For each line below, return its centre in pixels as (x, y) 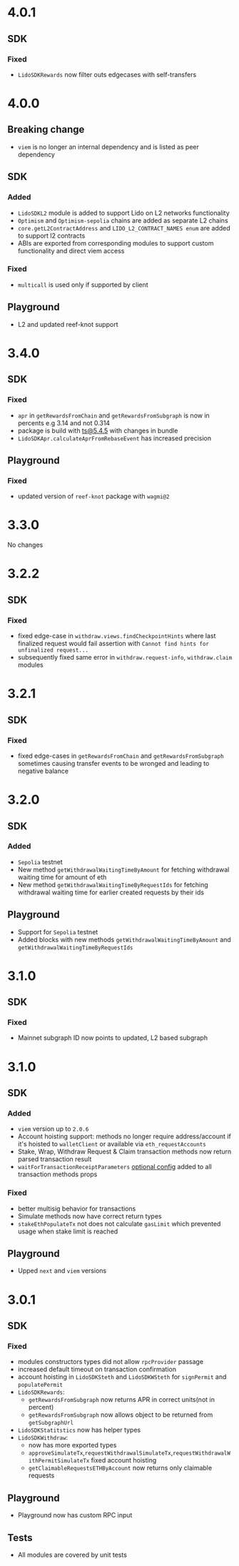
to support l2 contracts (51, 236)
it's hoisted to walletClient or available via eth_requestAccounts (112, 1144)
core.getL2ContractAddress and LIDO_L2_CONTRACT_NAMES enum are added (124, 228)
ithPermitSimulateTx (59, 1461)
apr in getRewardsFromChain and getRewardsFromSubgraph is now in (114, 415)
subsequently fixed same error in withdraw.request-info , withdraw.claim (125, 657)
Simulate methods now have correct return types (90, 1216)
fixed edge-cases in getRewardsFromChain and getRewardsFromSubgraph (121, 756)
